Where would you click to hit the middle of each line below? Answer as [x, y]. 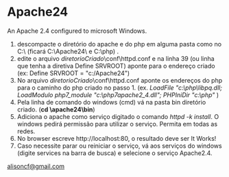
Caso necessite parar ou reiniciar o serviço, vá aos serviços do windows [119, 146]
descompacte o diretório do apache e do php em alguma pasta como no [119, 44]
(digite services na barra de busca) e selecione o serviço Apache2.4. [114, 153]
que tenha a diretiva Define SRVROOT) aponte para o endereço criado [116, 66]
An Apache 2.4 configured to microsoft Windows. [77, 31]
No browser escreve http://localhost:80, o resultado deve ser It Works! [117, 138]
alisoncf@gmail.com [36, 166]
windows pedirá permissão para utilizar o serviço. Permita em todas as [117, 124]
